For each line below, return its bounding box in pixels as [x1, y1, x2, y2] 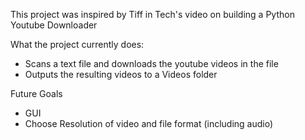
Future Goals [10, 88, 63, 99]
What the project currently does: [10, 39, 145, 50]
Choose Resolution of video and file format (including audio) [24, 118, 274, 129]
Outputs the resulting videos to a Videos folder [24, 69, 218, 80]
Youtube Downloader [10, 19, 98, 31]
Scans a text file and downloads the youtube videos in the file [24, 58, 279, 69]
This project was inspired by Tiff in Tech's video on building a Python [10, 9, 295, 20]
